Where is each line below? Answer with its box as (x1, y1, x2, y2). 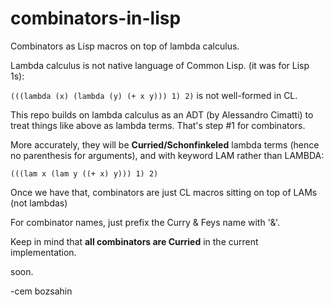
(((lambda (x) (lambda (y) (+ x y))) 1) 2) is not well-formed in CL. (10, 89, 298, 101)
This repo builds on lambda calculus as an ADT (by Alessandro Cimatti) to (10, 108, 314, 121)
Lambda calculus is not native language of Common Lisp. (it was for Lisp (10, 59, 310, 71)
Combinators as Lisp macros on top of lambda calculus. (10, 40, 240, 52)
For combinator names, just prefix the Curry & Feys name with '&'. (10, 216, 281, 228)
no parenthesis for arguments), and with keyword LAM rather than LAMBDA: (10, 149, 325, 161)
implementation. (10, 246, 77, 258)
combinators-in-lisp (10, 7, 182, 30)
